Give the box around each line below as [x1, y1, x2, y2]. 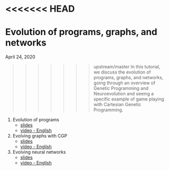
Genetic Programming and [93, 85, 149, 91]
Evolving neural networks [12, 149, 66, 155]
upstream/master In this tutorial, [93, 64, 161, 70]
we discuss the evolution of [93, 69, 151, 75]
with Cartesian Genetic [93, 101, 142, 108]
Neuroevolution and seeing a [93, 91, 154, 97]
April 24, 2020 [5, 54, 36, 60]
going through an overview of [93, 80, 156, 86]
